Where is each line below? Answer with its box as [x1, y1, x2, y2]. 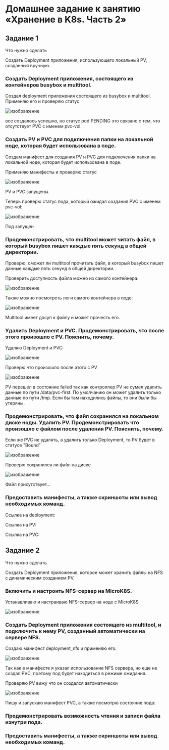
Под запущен [5, 223, 34, 229]
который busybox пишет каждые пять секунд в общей [5, 242, 147, 249]
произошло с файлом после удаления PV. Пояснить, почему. [5, 425, 164, 432]
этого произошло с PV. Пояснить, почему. [5, 333, 115, 340]
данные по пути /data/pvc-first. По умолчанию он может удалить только [5, 389, 161, 395]
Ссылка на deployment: [5, 512, 55, 518]
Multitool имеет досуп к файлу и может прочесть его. [5, 314, 120, 320]
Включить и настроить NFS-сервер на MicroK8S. [5, 587, 132, 594]
